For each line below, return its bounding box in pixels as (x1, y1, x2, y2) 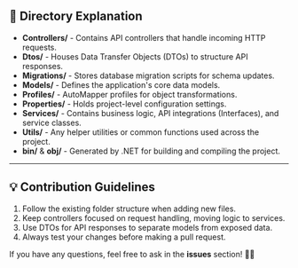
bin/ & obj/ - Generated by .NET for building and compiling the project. (21, 146, 281, 156)
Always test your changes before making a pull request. (21, 232, 226, 242)
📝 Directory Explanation (9, 9, 144, 24)
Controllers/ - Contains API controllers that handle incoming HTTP (21, 32, 266, 43)
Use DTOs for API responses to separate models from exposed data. (21, 222, 273, 233)
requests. (21, 42, 58, 52)
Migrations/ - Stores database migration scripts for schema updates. (21, 70, 275, 81)
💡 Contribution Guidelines (9, 179, 155, 195)
